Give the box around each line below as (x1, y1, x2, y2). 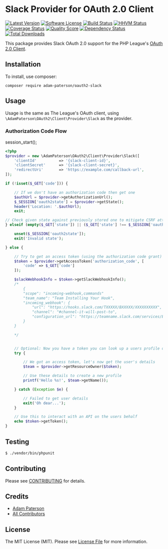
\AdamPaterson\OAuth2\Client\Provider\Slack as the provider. (5, 115, 132, 121)
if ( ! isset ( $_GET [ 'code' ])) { (5, 181, 68, 186)
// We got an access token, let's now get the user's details (23, 359, 155, 364)
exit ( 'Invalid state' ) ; (14, 236, 64, 241)
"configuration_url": (31, 314, 77, 319)
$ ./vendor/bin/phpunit (5, 450, 55, 455)
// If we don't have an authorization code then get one (14, 190, 135, 195)
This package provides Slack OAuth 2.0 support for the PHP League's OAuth (5, 40, 163, 46)
